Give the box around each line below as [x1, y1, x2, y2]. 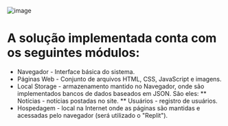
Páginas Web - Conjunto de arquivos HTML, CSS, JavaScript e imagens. [16, 75, 222, 83]
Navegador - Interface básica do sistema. [16, 67, 135, 75]
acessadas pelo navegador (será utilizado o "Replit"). [16, 111, 168, 119]
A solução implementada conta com [7, 31, 217, 46]
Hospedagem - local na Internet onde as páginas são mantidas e [16, 103, 201, 112]
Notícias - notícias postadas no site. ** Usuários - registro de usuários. [16, 97, 218, 105]
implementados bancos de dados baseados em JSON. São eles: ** [16, 89, 207, 97]
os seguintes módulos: [7, 45, 140, 61]
